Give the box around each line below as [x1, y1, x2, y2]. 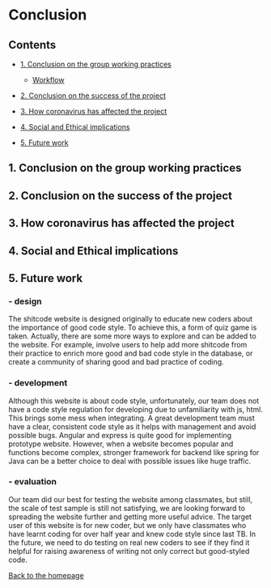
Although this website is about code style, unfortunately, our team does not [8, 395, 260, 406]
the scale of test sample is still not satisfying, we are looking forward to [8, 503, 245, 513]
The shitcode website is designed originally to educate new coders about [8, 314, 253, 324]
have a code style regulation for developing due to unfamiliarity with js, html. [8, 404, 263, 414]
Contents [8, 38, 57, 52]
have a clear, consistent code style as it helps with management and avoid [8, 421, 256, 431]
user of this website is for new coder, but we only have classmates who [8, 520, 247, 530]
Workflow [32, 75, 65, 84]
